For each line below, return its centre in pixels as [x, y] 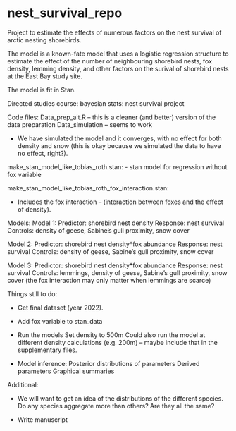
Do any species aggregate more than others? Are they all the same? [116, 406]
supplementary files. [47, 350]
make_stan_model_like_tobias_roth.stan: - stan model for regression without [117, 166]
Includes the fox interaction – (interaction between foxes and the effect [120, 202]
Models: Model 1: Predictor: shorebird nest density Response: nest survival [116, 223]
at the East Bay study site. [45, 76]
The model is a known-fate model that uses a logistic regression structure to [118, 54]
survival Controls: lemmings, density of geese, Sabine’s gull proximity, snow [117, 272]
